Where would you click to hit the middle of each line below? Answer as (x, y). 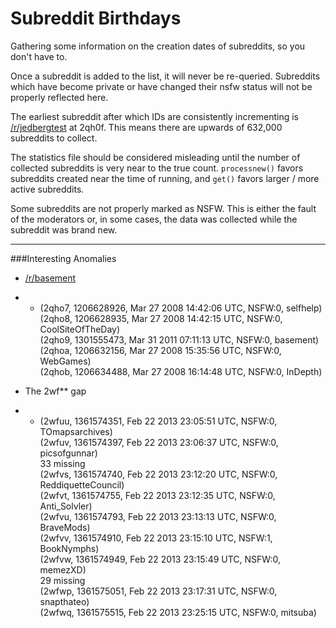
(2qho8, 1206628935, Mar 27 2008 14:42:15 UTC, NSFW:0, (161, 318)
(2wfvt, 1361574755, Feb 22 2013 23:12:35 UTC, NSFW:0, (157, 495)
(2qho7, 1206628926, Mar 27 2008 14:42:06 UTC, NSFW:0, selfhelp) (181, 308)
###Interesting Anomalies (63, 258)
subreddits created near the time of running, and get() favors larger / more (165, 178)
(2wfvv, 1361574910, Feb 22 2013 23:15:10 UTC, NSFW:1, (156, 538)
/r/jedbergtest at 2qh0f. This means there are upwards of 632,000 (146, 127)
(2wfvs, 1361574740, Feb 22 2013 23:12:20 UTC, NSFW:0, (158, 474)
